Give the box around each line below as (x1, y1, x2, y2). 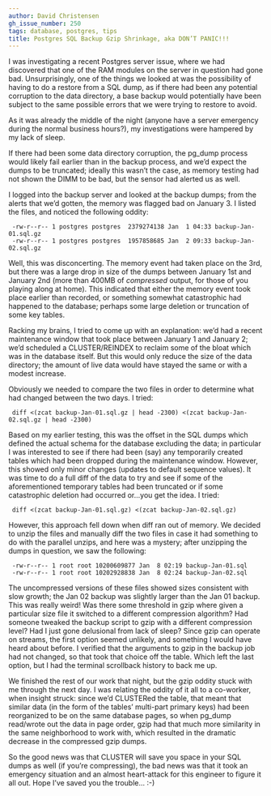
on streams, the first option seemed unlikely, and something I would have (8, 635, 252, 644)
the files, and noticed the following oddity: (8, 208, 149, 217)
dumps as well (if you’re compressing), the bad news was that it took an (8, 761, 248, 771)
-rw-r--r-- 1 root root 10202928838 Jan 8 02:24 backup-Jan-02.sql (11, 569, 248, 577)
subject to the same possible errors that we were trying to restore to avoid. (8, 100, 257, 109)
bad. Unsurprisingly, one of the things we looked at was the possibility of (8, 74, 252, 83)
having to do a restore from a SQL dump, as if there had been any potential (8, 83, 258, 92)
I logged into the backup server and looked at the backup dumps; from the (8, 190, 257, 199)
